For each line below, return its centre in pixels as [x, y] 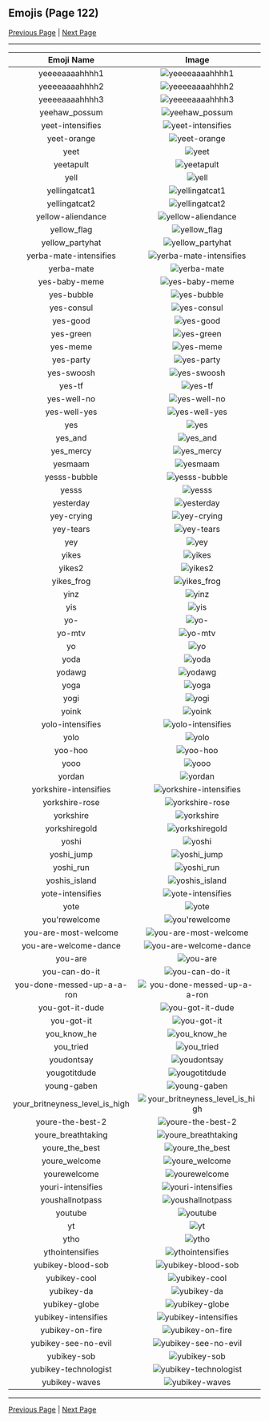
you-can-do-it [71, 971]
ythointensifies [71, 1251]
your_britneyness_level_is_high [71, 1103]
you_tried [71, 1046]
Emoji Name [71, 59]
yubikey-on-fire [71, 1330]
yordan [71, 776]
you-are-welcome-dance [71, 945]
